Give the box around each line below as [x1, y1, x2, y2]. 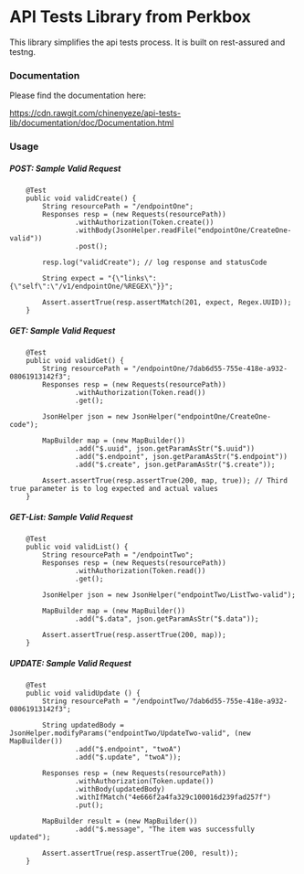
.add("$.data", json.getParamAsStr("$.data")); [74, 614, 259, 624]
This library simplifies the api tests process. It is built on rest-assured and [9, 37, 286, 48]
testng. [9, 46, 37, 57]
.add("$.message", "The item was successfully [74, 825, 256, 834]
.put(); [74, 801, 104, 810]
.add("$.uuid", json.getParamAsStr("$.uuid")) [74, 444, 256, 453]
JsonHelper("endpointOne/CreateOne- [131, 412, 272, 421]
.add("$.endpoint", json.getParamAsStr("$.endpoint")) [74, 453, 288, 462]
